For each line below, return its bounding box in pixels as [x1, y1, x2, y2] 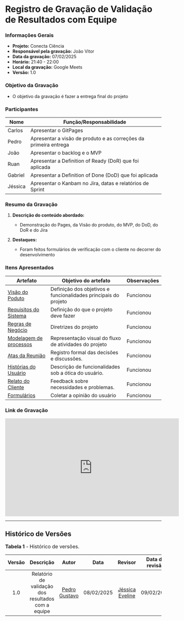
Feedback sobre [50, 377, 88, 384]
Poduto [7, 295, 25, 302]
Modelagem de [7, 334, 43, 341]
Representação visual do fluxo [50, 334, 121, 341]
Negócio [7, 326, 28, 333]
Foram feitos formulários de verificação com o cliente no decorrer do [19, 246, 161, 252]
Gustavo [59, 592, 79, 599]
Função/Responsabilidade [63, 118, 126, 125]
